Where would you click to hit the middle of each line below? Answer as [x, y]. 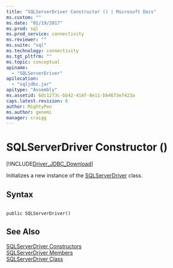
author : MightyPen [29, 106]
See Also [23, 232]
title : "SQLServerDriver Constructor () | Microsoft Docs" [81, 12]
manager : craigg [26, 118]
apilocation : [22, 79]
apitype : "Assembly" [32, 90]
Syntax [20, 195]
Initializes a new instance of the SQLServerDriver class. [75, 176]
